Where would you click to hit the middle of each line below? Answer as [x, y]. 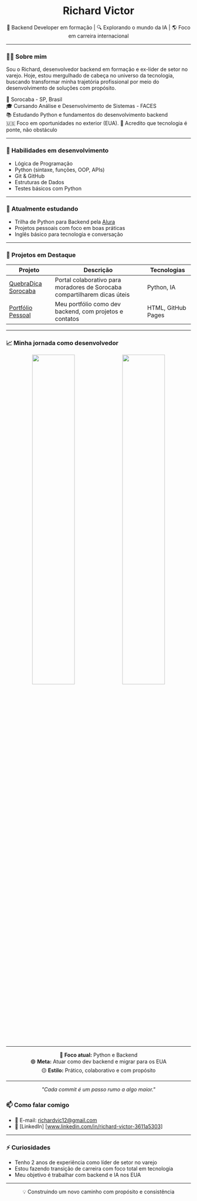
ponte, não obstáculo [32, 130]
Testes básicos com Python [48, 188]
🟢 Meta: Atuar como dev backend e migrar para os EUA [98, 1062]
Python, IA [161, 287]
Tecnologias [167, 270]
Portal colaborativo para [88, 280]
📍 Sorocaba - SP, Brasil [34, 99]
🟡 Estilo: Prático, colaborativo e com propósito [98, 1070]
